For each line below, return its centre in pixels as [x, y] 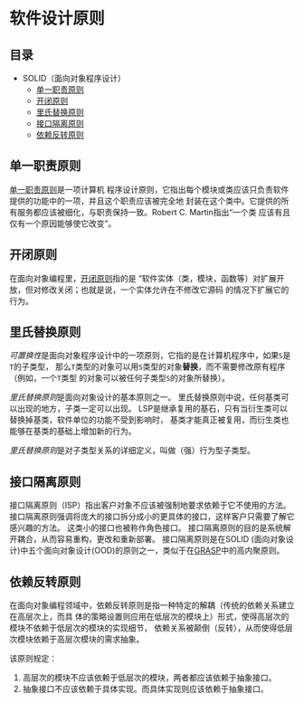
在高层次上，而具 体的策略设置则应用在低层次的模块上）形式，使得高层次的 [149, 617]
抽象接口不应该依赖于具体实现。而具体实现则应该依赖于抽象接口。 [145, 689]
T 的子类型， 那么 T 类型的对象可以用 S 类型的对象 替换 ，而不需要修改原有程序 [147, 366]
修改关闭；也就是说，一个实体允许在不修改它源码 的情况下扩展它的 [165, 290]
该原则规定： [33, 659]
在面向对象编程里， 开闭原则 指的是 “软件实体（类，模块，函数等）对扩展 [143, 278]
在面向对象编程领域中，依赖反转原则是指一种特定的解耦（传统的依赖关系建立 [152, 605]
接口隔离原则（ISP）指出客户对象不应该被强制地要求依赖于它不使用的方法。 [150, 505]
